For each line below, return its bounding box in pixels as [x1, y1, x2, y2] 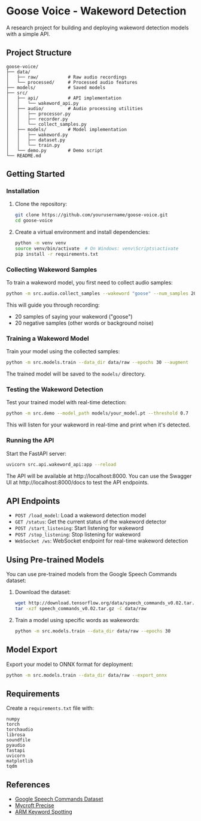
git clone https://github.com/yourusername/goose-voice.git [14, 212, 168, 218]
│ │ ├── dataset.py [6, 137, 66, 143]
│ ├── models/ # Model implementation [6, 126, 127, 132]
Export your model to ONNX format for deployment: [6, 661, 133, 668]
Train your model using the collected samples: [6, 348, 120, 355]
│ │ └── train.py [6, 142, 60, 148]
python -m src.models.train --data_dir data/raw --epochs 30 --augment [6, 359, 188, 366]
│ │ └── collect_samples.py [6, 121, 87, 127]
